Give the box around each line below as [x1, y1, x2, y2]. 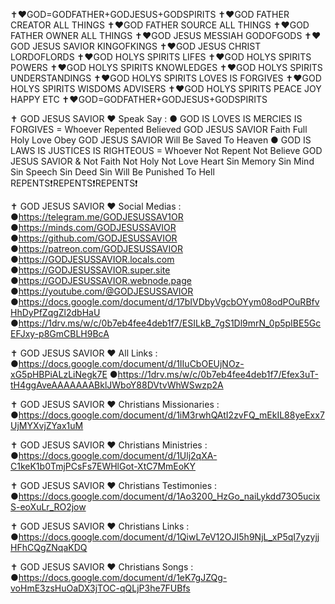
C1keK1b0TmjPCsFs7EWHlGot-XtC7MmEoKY [10, 460, 197, 472]
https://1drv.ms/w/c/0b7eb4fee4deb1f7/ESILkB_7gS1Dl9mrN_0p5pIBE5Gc [18, 317, 322, 329]
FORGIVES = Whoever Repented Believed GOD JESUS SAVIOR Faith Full [10, 124, 308, 135]
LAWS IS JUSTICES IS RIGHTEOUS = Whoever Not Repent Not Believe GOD [10, 145, 323, 156]
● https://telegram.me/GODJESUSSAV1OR [10, 211, 184, 223]
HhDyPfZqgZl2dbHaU [10, 307, 101, 318]
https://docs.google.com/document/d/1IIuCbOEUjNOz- [18, 358, 245, 369]
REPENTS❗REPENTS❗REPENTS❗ [10, 177, 138, 189]
